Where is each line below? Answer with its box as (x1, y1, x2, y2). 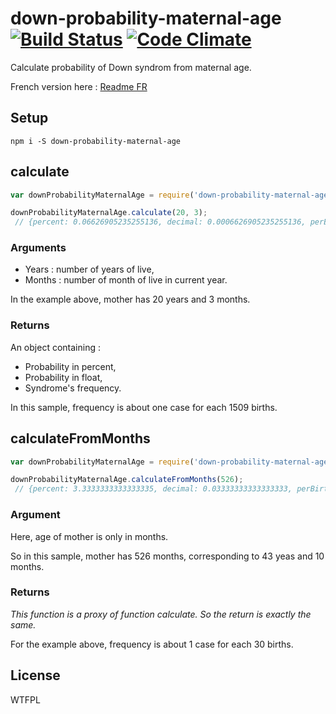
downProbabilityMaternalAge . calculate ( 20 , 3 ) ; (10, 208, 208, 218)
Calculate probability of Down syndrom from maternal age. (10, 61, 252, 73)
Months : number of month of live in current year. (24, 274, 228, 286)
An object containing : (10, 341, 101, 353)
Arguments (10, 241, 67, 255)
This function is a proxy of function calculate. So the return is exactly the (10, 608, 312, 620)
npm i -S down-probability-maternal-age (10, 136, 182, 146)
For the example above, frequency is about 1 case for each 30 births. (10, 638, 294, 650)
